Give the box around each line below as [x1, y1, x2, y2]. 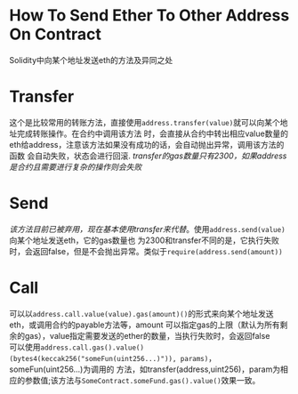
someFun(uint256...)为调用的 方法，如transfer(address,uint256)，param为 [9, 364, 281, 374]
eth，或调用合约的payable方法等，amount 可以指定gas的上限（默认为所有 [9, 319, 280, 330]
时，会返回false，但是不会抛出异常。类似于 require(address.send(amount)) [9, 245, 283, 256]
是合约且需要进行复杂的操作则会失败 [9, 161, 142, 172]
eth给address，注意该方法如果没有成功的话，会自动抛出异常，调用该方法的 [9, 139, 285, 149]
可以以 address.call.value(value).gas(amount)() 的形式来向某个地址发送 [9, 308, 274, 318]
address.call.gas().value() [40, 343, 145, 352]
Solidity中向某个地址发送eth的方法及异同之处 [9, 54, 173, 65]
